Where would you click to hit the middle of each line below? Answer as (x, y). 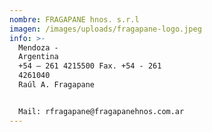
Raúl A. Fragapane (57, 85)
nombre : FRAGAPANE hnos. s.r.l (74, 19)
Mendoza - (38, 47)
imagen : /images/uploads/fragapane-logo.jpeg (105, 29)
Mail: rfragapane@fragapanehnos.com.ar (101, 111)
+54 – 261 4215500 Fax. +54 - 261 (90, 66)
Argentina (38, 57)
